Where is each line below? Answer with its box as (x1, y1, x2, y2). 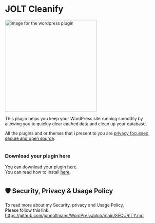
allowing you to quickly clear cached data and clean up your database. (5, 121, 147, 127)
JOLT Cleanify (5, 3, 64, 15)
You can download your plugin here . (5, 164, 78, 170)
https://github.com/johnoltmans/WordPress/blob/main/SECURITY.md (5, 213, 144, 219)
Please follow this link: (5, 207, 50, 213)
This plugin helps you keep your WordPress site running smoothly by (5, 115, 143, 121)
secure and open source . (5, 135, 56, 141)
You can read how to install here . (5, 169, 71, 175)
